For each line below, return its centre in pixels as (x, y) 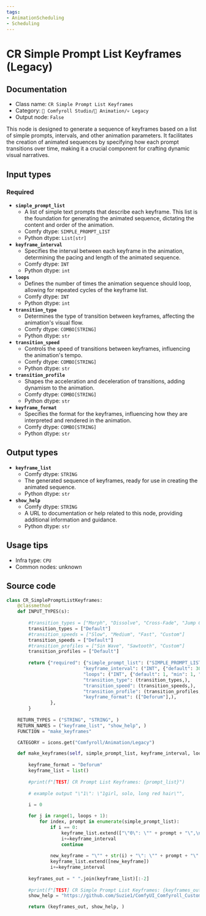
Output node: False (40, 117)
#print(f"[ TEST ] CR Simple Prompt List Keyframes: (94, 890)
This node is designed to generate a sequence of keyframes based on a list (102, 129)
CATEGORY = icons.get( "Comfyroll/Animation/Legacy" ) (86, 742)
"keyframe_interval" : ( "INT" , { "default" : (138, 669)
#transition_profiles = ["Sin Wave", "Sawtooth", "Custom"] (107, 646)
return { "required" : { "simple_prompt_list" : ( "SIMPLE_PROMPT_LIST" (116, 663)
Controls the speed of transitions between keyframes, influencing (107, 349)
